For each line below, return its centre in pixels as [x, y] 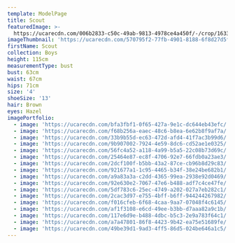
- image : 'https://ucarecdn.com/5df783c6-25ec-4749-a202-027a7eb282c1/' [122, 190]
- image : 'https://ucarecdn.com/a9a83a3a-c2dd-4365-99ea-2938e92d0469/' [122, 176]
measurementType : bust [40, 66]
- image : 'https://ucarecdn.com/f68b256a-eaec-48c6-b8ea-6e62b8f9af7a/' [122, 131]
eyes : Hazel [24, 111]
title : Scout [26, 20]
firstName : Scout [33, 46]
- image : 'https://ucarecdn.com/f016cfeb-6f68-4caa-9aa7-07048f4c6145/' [122, 203]
